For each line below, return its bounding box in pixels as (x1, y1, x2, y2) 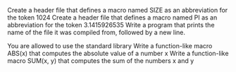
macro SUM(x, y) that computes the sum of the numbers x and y (7, 57, 194, 65)
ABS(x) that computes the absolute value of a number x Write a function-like (7, 49, 229, 57)
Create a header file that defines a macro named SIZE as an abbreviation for (7, 6, 228, 14)
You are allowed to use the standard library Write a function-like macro (7, 42, 213, 50)
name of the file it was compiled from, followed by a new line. (7, 28, 185, 36)
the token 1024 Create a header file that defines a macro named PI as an (7, 13, 218, 22)
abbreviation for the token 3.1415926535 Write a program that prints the (7, 21, 215, 29)
